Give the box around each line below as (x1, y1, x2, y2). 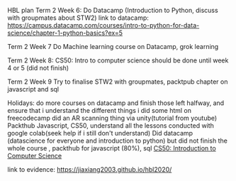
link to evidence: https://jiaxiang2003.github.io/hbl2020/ (7, 165, 172, 173)
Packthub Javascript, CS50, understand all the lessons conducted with (7, 121, 215, 130)
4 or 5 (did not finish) (7, 64, 69, 72)
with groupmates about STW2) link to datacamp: (7, 13, 149, 22)
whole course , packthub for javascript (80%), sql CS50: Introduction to (7, 144, 216, 152)
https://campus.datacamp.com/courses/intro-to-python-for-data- (7, 21, 200, 29)
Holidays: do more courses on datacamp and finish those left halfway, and (7, 99, 225, 107)
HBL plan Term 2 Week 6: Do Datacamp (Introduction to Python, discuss (7, 6, 218, 14)
